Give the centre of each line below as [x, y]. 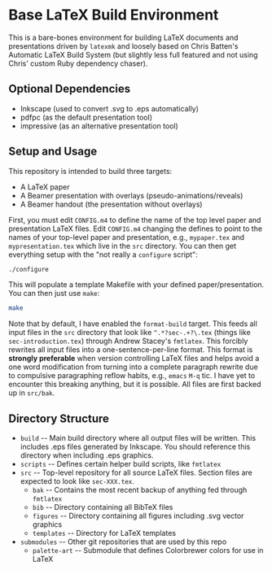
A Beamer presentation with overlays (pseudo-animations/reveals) [132, 195]
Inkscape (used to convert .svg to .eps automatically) [110, 108]
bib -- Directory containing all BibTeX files [103, 507]
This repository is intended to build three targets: [90, 171]
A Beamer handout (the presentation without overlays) [111, 204]
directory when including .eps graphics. [87, 455]
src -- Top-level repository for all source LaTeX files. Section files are [136, 472]
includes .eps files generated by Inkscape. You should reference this [135, 447]
